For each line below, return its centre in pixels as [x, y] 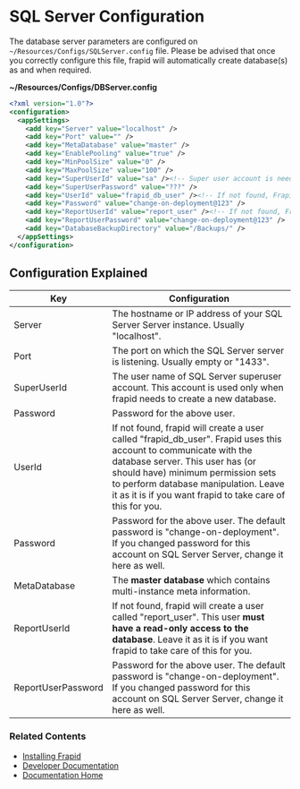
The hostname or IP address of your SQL [197, 313]
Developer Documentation [70, 765]
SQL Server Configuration [107, 17]
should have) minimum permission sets [194, 472]
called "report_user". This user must [188, 617]
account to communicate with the [182, 450]
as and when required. [50, 70]
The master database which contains [191, 579]
